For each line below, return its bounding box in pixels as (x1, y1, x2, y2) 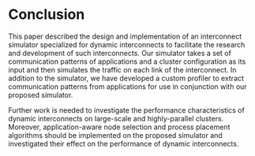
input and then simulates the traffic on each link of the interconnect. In (8, 65, 237, 74)
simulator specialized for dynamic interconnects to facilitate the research (8, 39, 246, 49)
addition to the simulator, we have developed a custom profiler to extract (8, 73, 245, 83)
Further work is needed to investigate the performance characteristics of (8, 105, 245, 115)
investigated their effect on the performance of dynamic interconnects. (8, 139, 239, 148)
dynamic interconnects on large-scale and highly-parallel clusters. (8, 113, 224, 123)
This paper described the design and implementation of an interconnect (8, 32, 242, 41)
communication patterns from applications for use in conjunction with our (8, 81, 247, 91)
